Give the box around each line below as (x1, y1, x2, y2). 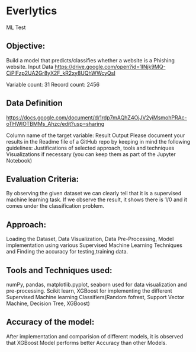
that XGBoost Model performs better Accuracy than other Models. (6, 339, 168, 346)
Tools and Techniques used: (6, 265, 113, 275)
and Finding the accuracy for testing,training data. (6, 248, 128, 255)
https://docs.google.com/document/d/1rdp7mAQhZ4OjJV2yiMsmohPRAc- (6, 114, 188, 121)
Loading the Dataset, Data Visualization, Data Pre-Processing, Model (6, 236, 174, 243)
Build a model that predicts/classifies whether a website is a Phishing (6, 56, 175, 64)
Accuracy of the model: (6, 317, 95, 327)
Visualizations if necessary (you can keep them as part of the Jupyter (6, 150, 176, 158)
